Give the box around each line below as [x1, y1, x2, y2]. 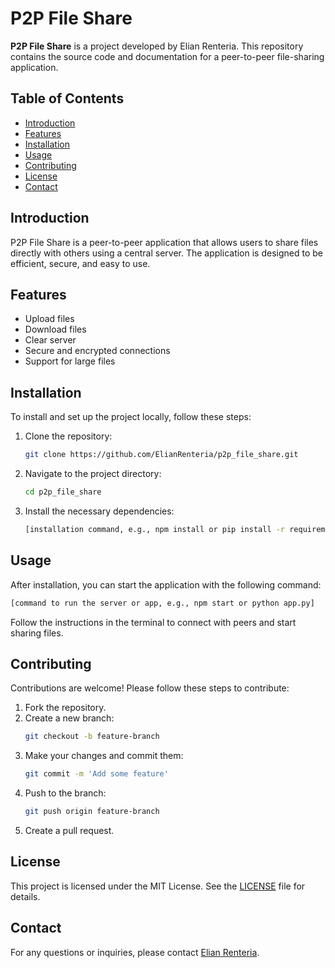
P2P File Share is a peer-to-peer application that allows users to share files [10, 236, 319, 248]
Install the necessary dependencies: [24, 505, 175, 517]
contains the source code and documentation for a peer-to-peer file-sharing [10, 50, 325, 62]
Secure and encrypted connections [24, 345, 171, 357]
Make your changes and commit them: [24, 750, 184, 762]
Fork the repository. [24, 702, 107, 714]
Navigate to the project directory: [24, 468, 162, 480]
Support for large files [24, 355, 116, 367]
